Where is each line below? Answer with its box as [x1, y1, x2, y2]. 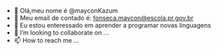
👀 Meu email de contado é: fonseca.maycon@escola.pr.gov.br [13, 14, 194, 22]
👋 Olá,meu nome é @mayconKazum [13, 7, 118, 14]
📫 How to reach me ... [13, 37, 79, 44]
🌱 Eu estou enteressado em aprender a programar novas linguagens [13, 21, 212, 29]
